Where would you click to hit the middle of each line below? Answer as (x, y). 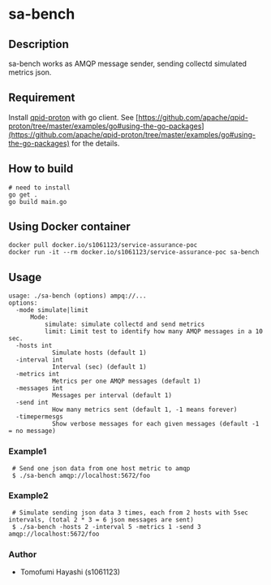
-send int (32, 403)
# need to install (39, 188)
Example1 (28, 452)
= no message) (32, 431)
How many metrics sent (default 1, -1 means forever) (144, 410)
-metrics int (38, 375)
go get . (23, 195)
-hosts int (34, 346)
